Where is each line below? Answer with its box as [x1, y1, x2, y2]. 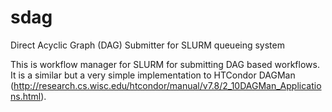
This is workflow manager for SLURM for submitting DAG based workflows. [10, 58, 320, 70]
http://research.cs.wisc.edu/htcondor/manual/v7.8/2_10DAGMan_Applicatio [13, 79, 322, 91]
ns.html [10, 90, 42, 102]
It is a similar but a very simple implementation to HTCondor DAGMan [10, 69, 296, 81]
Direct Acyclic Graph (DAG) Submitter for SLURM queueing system [10, 39, 285, 51]
